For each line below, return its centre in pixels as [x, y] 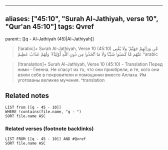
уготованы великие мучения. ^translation [61, 80]
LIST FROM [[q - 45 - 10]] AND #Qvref [45, 139]
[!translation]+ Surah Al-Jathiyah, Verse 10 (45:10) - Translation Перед [90, 64]
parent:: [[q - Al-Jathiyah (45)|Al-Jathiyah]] [49, 38]
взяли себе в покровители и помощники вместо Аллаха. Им [82, 74]
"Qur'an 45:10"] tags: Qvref [49, 27]
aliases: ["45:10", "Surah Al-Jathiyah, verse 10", [82, 19]
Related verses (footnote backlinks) [49, 128]
